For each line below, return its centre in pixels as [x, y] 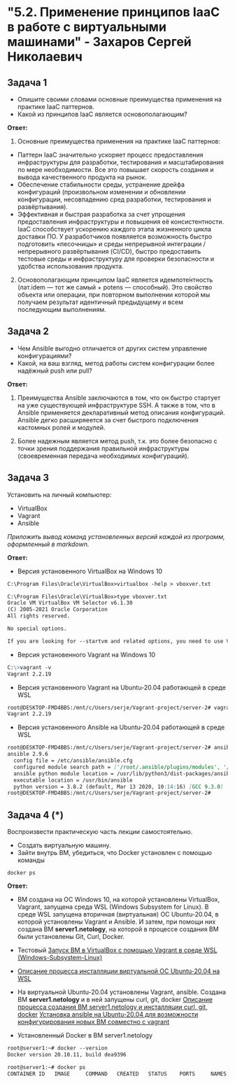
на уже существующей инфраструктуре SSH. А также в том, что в [116, 405]
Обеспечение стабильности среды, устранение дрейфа [101, 185]
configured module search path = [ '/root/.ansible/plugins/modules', [117, 767]
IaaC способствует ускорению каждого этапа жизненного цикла [114, 229]
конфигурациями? [44, 356]
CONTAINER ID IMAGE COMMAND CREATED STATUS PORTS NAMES [117, 1074]
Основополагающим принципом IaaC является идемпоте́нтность [115, 280]
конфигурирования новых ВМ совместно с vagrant [93, 1022]
